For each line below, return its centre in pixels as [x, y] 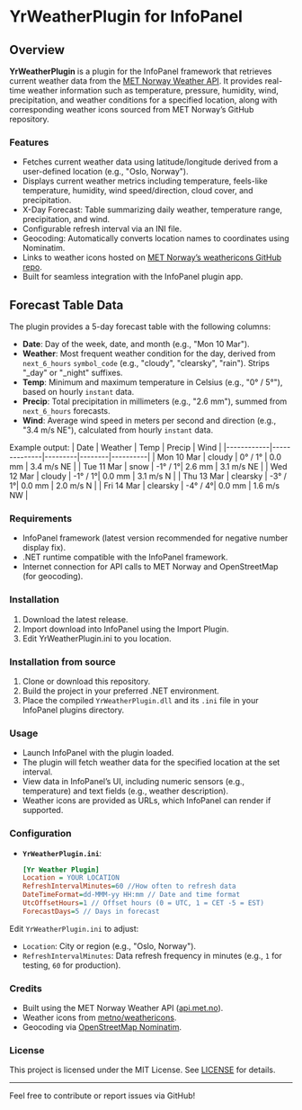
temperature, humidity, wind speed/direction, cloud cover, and [138, 191]
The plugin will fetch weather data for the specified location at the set [151, 763]
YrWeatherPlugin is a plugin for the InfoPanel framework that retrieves [141, 71]
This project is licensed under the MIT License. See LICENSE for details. [142, 1070]
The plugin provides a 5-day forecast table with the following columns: [140, 327]
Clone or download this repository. [86, 681]
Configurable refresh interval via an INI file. [102, 229]
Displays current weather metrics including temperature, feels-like [145, 181]
